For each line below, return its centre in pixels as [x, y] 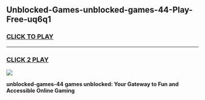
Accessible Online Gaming [41, 90]
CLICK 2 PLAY [27, 59]
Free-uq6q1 [29, 20]
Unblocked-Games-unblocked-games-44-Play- [100, 10]
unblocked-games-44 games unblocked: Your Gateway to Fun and [92, 84]
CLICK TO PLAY [30, 37]
